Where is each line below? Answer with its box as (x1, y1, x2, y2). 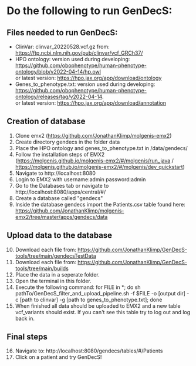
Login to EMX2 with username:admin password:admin (15, 175, 146, 183)
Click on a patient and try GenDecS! (15, 354, 102, 361)
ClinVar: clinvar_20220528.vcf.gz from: (15, 43, 110, 50)
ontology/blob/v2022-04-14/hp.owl (15, 68, 102, 75)
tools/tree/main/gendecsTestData (15, 252, 96, 259)
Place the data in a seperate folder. (15, 271, 100, 278)
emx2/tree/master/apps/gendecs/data (15, 213, 108, 220)
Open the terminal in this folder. (15, 277, 92, 284)
